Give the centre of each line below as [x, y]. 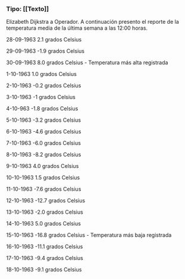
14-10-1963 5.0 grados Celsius [44, 224]
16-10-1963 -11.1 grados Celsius [45, 247]
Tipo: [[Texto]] [28, 9]
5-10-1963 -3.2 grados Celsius [44, 120]
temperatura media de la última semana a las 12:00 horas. [77, 28]
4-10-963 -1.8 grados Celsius [42, 109]
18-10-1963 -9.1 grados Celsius [44, 270]
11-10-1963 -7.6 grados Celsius [44, 189]
